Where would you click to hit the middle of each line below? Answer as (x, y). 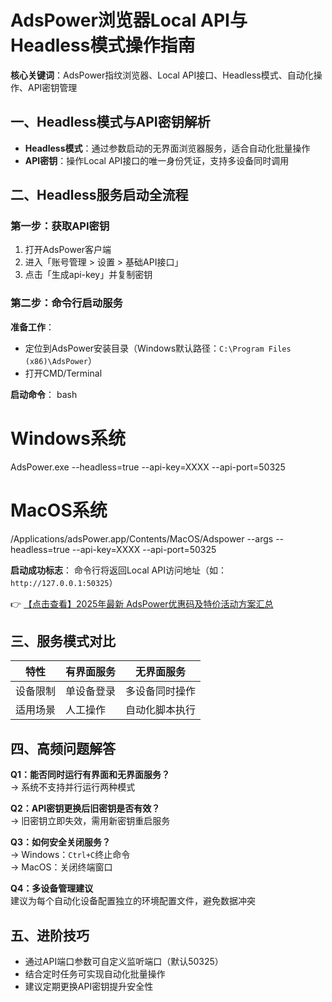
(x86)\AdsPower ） (61, 360)
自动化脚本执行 (161, 710)
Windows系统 (68, 438)
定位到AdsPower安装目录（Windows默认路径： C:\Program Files (158, 348)
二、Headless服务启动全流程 (99, 195)
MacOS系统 (59, 510)
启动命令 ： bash (44, 394)
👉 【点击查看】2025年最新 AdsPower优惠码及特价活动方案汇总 (142, 603)
